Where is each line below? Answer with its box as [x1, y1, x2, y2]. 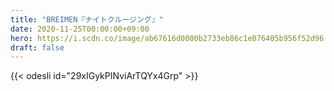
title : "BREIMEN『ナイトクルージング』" [10, 14, 164, 25]
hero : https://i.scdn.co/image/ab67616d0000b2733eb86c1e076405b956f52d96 [10, 33, 325, 43]
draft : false [10, 42, 65, 53]
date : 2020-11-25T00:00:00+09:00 [10, 24, 150, 34]
